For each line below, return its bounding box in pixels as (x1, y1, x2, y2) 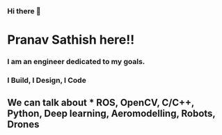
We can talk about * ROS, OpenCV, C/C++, (7, 97, 195, 109)
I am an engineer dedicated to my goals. (7, 57, 145, 67)
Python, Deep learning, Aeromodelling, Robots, (7, 108, 216, 120)
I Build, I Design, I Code (7, 75, 87, 85)
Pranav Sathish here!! (7, 32, 135, 48)
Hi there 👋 (7, 6, 42, 16)
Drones (7, 118, 40, 131)
